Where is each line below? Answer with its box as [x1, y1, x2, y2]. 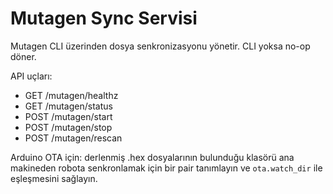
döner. [10, 50, 37, 62]
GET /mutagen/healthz [24, 89, 119, 101]
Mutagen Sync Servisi [10, 7, 198, 30]
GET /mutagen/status [24, 100, 113, 112]
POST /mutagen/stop [24, 121, 113, 133]
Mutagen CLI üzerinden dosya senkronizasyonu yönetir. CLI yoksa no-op [10, 40, 311, 52]
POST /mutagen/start [24, 110, 113, 122]
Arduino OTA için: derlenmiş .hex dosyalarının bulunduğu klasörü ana [10, 151, 295, 163]
